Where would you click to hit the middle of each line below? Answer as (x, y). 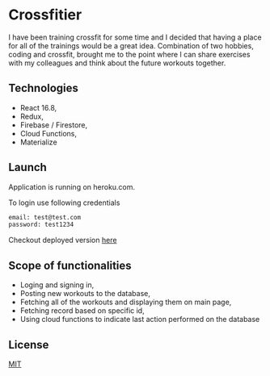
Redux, (32, 116)
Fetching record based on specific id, (82, 311)
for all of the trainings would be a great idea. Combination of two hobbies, (131, 45)
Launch (27, 167)
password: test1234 (41, 225)
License (29, 345)
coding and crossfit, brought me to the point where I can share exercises (129, 54)
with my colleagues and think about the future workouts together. (117, 63)
